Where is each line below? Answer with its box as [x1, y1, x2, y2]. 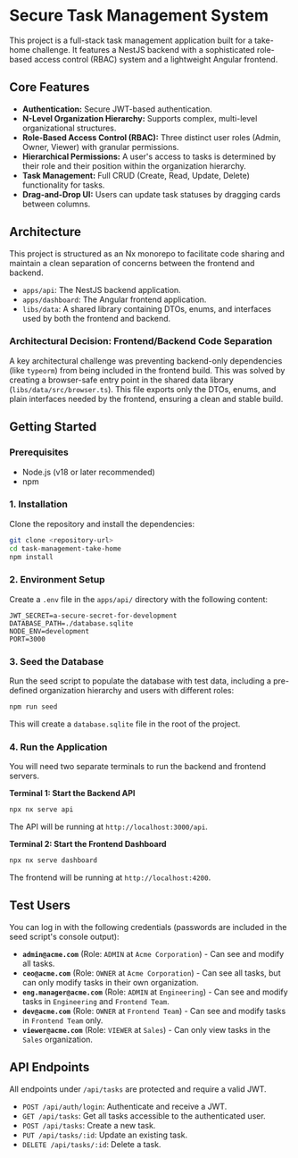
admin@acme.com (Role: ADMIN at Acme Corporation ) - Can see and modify [21, 948, 285, 959]
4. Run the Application [9, 741, 108, 753]
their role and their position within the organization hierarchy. [21, 160, 247, 171]
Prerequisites [9, 446, 69, 458]
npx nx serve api [9, 805, 74, 814]
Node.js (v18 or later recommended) [21, 466, 156, 477]
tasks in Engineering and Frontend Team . [21, 995, 170, 1006]
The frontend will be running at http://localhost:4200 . [9, 872, 211, 883]
